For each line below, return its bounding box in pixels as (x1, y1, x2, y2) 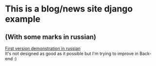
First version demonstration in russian (5, 46, 81, 51)
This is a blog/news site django (5, 3, 133, 14)
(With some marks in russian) (5, 33, 96, 41)
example (5, 13, 41, 25)
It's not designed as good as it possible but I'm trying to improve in (5, 51, 139, 56)
